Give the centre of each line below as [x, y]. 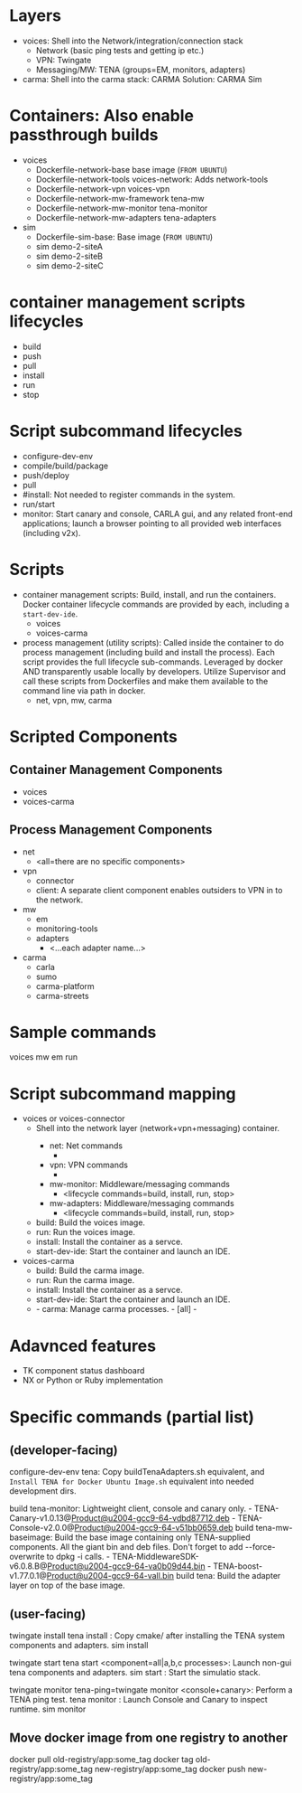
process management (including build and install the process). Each [148, 652]
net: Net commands [86, 1146]
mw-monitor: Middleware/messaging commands [139, 1184]
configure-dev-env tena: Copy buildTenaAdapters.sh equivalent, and [137, 1472]
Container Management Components [116, 770]
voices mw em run [44, 1057]
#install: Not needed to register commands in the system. [129, 495]
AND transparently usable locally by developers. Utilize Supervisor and [154, 671]
